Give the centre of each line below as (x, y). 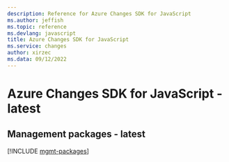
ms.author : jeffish (35, 20)
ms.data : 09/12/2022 (37, 59)
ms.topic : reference (37, 27)
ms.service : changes (37, 46)
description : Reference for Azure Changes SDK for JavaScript (99, 14)
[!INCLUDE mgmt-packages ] (48, 151)
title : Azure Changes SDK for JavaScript (68, 40)
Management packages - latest (77, 134)
